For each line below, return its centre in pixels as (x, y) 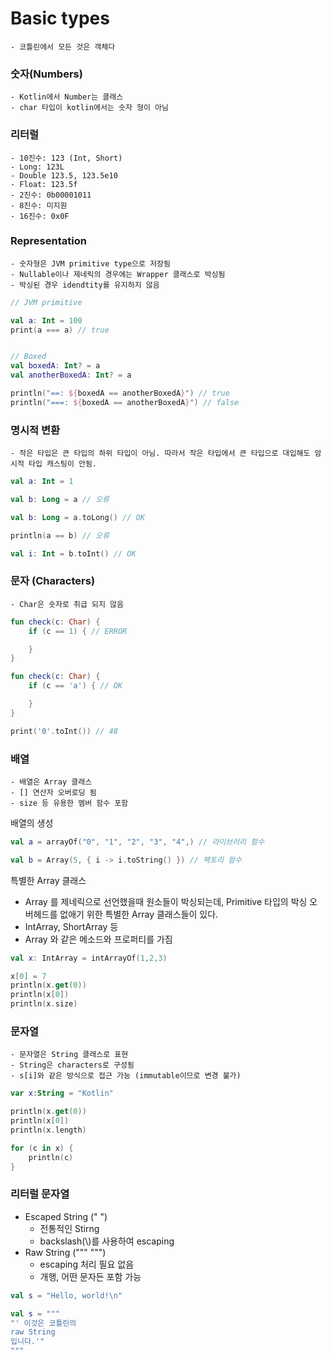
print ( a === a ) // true (60, 330)
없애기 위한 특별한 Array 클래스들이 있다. (139, 914)
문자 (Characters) (53, 581)
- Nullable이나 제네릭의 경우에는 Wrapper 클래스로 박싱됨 (118, 274)
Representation (48, 241)
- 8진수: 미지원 (39, 205)
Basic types (60, 18)
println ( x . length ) (48, 1130)
